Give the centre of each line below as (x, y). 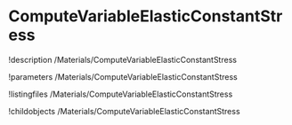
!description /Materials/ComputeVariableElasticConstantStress (123, 59)
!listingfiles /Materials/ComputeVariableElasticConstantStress (121, 94)
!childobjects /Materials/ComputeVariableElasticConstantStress (125, 111)
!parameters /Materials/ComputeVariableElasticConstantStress (123, 76)
